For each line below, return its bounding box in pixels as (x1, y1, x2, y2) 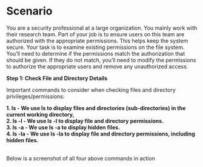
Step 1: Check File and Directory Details (6, 74, 108, 82)
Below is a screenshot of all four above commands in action (6, 154, 156, 162)
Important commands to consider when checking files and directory (6, 86, 176, 93)
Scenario (6, 4, 53, 18)
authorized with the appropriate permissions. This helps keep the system (6, 37, 188, 44)
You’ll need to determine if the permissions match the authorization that (6, 50, 185, 57)
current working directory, (6, 111, 75, 118)
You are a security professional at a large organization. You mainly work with (6, 24, 198, 31)
